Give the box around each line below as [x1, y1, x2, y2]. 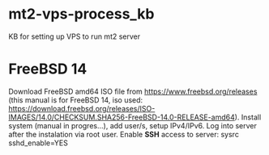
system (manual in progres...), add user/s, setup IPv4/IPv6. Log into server [8, 120, 258, 130]
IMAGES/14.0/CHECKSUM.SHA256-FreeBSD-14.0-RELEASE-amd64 [8, 112, 235, 122]
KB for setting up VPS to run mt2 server [8, 31, 141, 41]
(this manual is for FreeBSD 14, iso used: [8, 94, 143, 105]
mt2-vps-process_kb [8, 5, 155, 23]
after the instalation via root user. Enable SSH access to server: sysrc [8, 129, 239, 139]
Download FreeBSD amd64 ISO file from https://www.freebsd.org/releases [8, 86, 258, 96]
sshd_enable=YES [8, 138, 69, 148]
